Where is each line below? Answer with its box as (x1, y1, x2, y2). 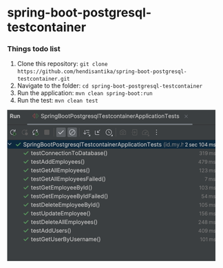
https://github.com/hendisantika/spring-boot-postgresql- (17, 68, 187, 75)
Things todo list (7, 44, 61, 54)
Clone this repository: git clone (17, 60, 108, 68)
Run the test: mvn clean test (17, 96, 98, 105)
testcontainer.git (17, 76, 70, 83)
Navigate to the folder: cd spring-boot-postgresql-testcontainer (17, 81, 203, 90)
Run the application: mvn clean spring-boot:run (17, 89, 153, 97)
